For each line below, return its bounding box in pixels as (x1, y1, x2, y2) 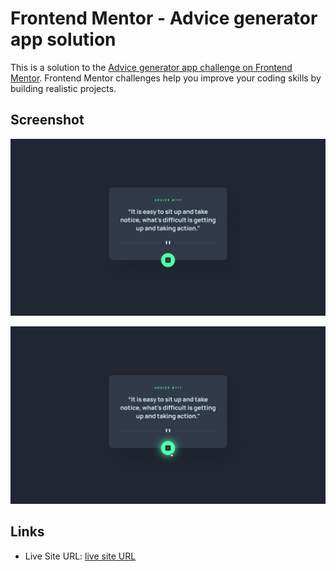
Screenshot (10, 112, 85, 129)
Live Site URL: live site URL (24, 550, 137, 562)
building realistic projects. (10, 82, 117, 94)
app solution (10, 28, 117, 51)
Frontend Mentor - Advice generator (10, 7, 318, 30)
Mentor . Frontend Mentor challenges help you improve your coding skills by (10, 72, 322, 84)
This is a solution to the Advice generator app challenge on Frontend (10, 61, 293, 73)
